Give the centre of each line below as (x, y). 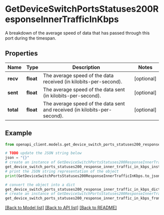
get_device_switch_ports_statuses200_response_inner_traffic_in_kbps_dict (83, 189)
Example (19, 133)
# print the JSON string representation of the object (62, 171)
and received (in (62, 109)
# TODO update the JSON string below (43, 153)
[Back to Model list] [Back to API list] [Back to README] (61, 208)
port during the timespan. (31, 38)
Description (86, 67)
